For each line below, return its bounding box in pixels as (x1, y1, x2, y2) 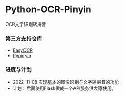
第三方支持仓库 (5, 35, 42, 42)
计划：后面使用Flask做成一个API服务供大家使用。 (12, 85, 116, 91)
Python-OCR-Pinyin (5, 4, 92, 15)
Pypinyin (12, 53, 32, 59)
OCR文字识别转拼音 (5, 21, 46, 27)
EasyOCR (12, 47, 33, 53)
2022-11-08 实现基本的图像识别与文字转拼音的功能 (12, 79, 119, 85)
